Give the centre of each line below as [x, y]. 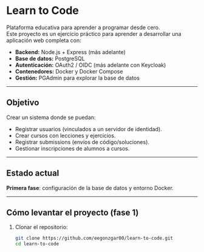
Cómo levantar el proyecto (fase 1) [73, 212]
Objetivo [23, 103]
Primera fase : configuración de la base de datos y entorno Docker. [90, 188]
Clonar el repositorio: [41, 227]
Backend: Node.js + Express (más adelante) [70, 52]
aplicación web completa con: [44, 40]
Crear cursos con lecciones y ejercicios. [65, 135]
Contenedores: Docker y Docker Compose [69, 71]
